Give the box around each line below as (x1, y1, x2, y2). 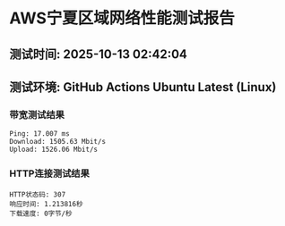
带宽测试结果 (9, 108, 65, 121)
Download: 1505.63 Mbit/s (9, 138, 106, 146)
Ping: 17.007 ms (9, 130, 70, 138)
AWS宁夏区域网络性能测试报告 (9, 8, 236, 29)
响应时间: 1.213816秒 (9, 199, 83, 208)
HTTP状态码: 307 (9, 189, 66, 199)
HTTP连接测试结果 (9, 167, 90, 180)
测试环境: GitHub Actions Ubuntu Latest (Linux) (9, 80, 277, 95)
